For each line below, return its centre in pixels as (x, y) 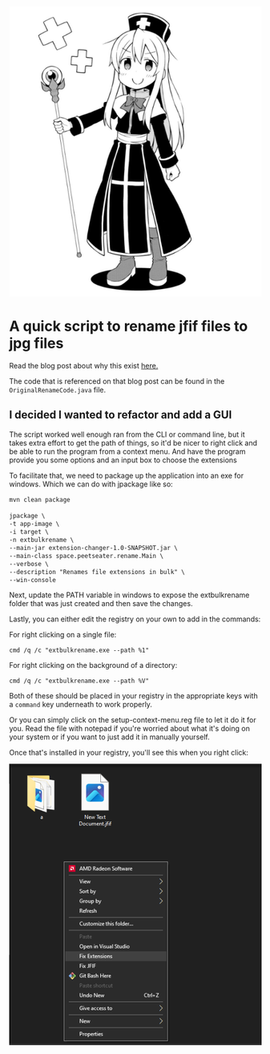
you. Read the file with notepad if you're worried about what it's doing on (130, 728)
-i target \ (29, 531)
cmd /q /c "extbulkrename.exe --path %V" (79, 681)
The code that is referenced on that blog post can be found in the (117, 381)
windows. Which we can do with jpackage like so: (91, 484)
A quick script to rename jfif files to (129, 326)
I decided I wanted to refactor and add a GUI (121, 415)
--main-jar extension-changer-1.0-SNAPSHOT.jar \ (94, 547)
